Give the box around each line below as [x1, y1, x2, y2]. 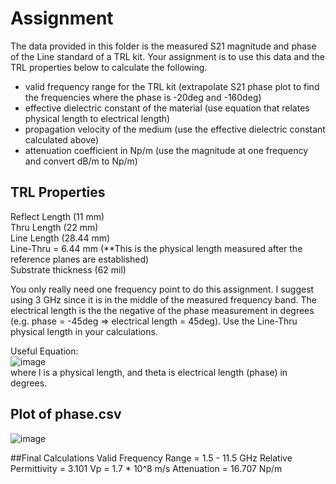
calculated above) [24, 133, 100, 146]
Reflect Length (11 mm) [10, 210, 105, 222]
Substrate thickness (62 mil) [10, 263, 127, 276]
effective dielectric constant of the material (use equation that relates [24, 102, 310, 114]
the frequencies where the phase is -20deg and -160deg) [24, 91, 262, 103]
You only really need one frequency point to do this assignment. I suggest [10, 283, 315, 295]
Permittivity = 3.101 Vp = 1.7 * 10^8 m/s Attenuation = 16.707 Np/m [10, 462, 283, 474]
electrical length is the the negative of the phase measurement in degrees [10, 304, 315, 316]
